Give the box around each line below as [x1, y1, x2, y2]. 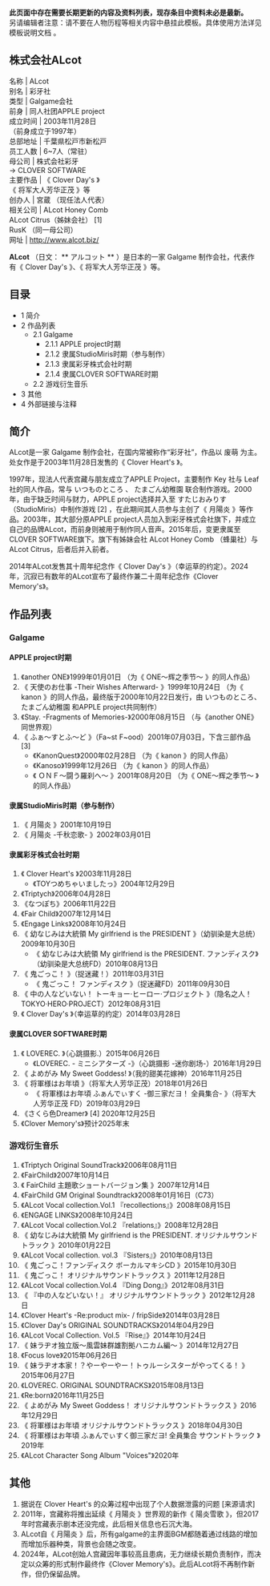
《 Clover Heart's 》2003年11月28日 [20, 869, 132, 879]
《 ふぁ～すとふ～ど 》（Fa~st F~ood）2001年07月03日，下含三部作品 [20, 732, 252, 742]
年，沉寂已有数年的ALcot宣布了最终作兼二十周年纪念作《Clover [9, 572, 219, 582]
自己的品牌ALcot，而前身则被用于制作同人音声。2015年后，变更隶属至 [9, 525, 241, 534]
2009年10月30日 [20, 939, 76, 948]
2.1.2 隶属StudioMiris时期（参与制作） [44, 348, 170, 359]
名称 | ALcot [9, 76, 50, 86]
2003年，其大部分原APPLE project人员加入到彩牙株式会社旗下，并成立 [22, 514, 256, 524]
